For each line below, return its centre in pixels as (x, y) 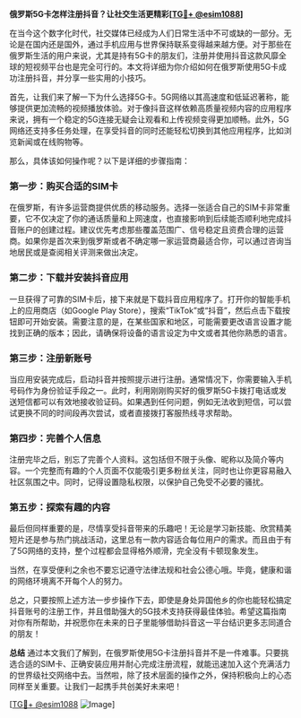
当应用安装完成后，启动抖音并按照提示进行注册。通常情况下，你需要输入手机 (150, 379)
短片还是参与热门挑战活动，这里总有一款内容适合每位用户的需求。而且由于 (146, 540)
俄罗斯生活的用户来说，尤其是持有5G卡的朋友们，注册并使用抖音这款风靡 (144, 56)
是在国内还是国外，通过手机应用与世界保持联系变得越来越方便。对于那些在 (154, 44)
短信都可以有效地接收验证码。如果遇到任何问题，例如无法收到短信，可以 (150, 402)
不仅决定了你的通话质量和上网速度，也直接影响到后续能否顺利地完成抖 (162, 219)
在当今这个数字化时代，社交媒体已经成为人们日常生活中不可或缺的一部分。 (146, 33)
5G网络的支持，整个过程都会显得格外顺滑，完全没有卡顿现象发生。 (140, 551)
